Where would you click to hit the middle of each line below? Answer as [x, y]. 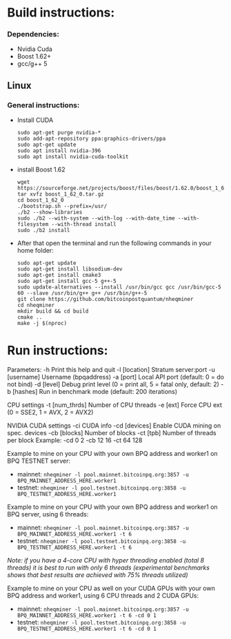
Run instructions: [58, 351]
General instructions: [43, 105]
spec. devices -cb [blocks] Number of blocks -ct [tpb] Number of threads [112, 433]
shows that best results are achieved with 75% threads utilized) [98, 575]
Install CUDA [35, 120]
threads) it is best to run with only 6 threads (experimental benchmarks [109, 568]
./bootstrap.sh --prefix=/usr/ [62, 207]
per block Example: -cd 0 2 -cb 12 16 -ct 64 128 [75, 440]
